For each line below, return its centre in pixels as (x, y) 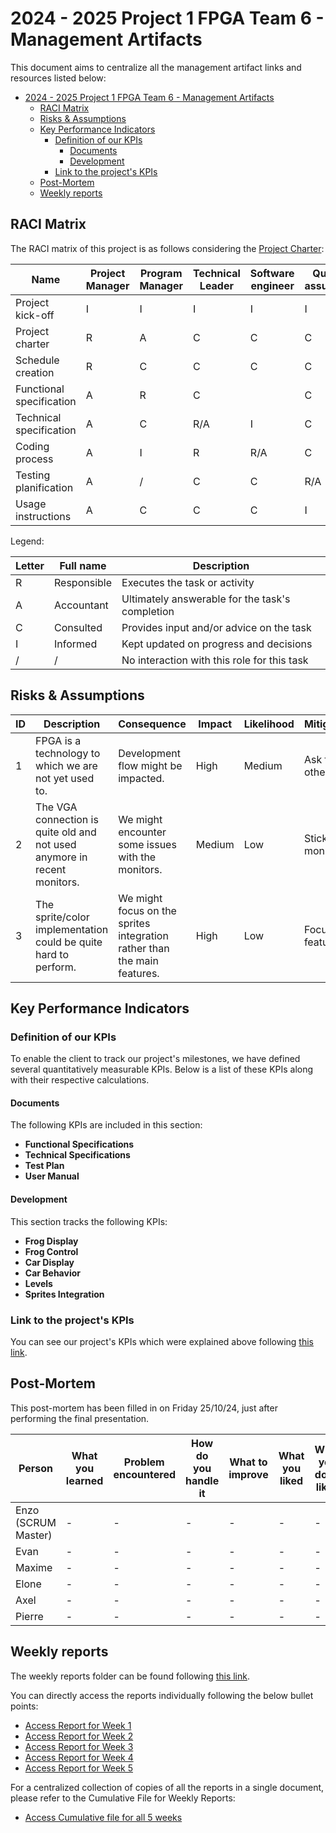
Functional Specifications (79, 1144)
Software (272, 273)
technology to (68, 753)
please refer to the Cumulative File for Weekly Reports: (123, 1798)
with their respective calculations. (80, 1080)
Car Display (49, 1262)
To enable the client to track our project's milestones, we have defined (155, 1059)
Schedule (37, 360)
